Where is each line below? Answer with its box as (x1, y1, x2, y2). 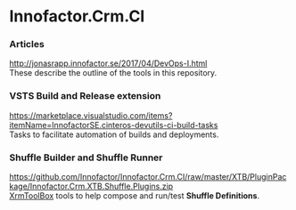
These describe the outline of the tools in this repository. (9, 68, 218, 78)
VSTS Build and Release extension (9, 90, 161, 102)
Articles (9, 38, 45, 51)
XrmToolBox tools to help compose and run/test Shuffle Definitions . (9, 190, 260, 201)
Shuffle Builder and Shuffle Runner (9, 151, 163, 164)
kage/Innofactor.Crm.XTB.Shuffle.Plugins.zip (9, 181, 174, 192)
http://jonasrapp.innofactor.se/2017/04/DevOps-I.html (9, 58, 208, 69)
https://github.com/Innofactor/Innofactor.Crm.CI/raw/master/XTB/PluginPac (9, 172, 287, 182)
